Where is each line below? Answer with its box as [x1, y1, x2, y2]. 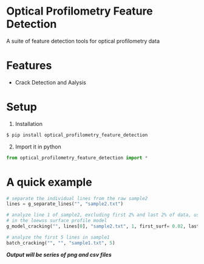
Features [6, 59, 52, 72]
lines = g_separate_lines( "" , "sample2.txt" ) [6, 201, 123, 207]
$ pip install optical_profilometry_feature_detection [6, 132, 148, 138]
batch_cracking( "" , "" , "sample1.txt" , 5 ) [6, 240, 115, 246]
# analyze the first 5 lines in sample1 [6, 234, 110, 240]
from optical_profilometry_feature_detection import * [6, 155, 148, 161]
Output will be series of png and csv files [6, 251, 112, 258]
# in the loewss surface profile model [6, 218, 107, 224]
